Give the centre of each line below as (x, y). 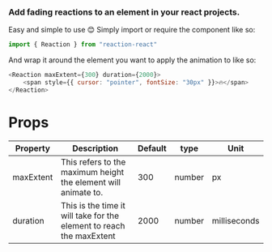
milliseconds (236, 220)
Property (33, 148)
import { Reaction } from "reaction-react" (83, 45)
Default (152, 148)
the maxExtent (88, 236)
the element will (91, 182)
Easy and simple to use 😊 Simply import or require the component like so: (132, 30)
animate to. (82, 192)
